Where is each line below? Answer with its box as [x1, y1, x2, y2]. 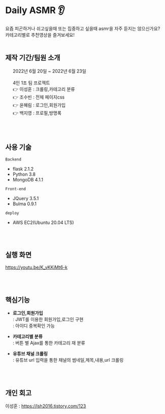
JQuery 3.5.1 [12, 195, 39, 201]
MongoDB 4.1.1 [12, 176, 43, 182]
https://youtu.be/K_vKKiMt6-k [5, 264, 68, 270]
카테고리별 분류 [12, 334, 43, 340]
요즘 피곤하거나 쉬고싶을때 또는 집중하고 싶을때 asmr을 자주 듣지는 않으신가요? [5, 25, 160, 31]
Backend [5, 156, 22, 162]
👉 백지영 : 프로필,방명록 [12, 110, 62, 116]
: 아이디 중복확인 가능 [12, 323, 55, 329]
